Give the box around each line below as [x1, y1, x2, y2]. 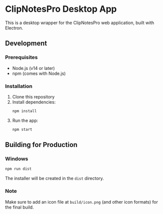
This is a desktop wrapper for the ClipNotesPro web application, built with [5, 20, 155, 26]
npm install [12, 108, 37, 114]
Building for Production [5, 141, 78, 149]
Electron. [5, 25, 24, 31]
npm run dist [5, 166, 32, 172]
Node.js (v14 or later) [12, 65, 55, 71]
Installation [5, 83, 33, 90]
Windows [5, 155, 28, 162]
